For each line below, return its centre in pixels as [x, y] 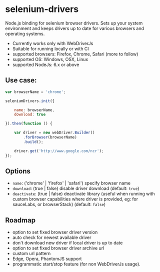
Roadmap [20, 220]
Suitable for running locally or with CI [50, 48]
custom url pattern [31, 253]
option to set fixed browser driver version [55, 232]
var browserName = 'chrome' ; [35, 92]
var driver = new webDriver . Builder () [54, 133]
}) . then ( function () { [29, 123]
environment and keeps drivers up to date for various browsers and [74, 28]
